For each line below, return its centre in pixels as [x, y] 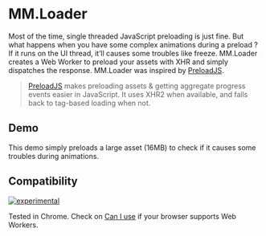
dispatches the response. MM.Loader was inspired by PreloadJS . [117, 70]
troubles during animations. [53, 156]
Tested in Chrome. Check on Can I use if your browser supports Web [123, 216]
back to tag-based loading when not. [89, 103]
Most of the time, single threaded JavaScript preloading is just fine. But [126, 36]
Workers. [23, 225]
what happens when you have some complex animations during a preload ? [133, 44]
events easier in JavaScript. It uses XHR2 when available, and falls [138, 94]
